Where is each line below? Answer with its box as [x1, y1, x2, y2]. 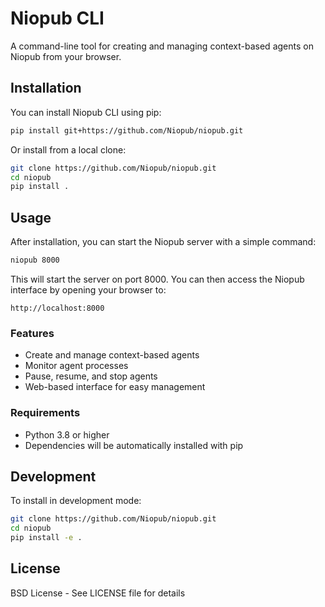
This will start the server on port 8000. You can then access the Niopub [10, 273, 305, 285]
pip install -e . [10, 533, 83, 543]
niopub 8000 [10, 255, 60, 266]
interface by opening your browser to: [10, 283, 167, 296]
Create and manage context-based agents [24, 349, 200, 361]
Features [10, 326, 55, 340]
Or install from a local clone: [10, 143, 127, 156]
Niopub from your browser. [10, 50, 122, 62]
